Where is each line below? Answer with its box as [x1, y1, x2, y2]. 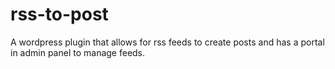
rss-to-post [10, 3, 109, 26]
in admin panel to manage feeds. [10, 46, 146, 58]
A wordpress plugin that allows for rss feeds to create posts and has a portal [10, 36, 325, 48]
